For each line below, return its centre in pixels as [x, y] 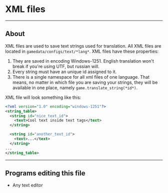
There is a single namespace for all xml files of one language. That [81, 77]
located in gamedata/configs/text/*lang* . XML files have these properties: [82, 51]
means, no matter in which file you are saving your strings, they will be [85, 82]
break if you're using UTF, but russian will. [56, 66]
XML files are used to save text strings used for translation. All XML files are [83, 46]
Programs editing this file [45, 173]
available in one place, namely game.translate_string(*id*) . [75, 87]
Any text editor [28, 185]
